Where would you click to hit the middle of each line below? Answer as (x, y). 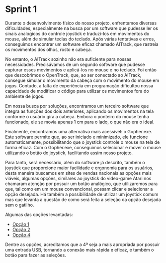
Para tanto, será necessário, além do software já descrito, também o (75, 162)
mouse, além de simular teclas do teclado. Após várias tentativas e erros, (80, 39)
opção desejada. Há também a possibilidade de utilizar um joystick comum (82, 194)
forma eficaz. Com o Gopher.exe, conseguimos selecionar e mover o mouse (83, 147)
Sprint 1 (21, 9)
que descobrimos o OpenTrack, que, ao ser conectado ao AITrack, (73, 75)
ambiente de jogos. (25, 96)
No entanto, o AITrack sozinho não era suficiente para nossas (68, 59)
